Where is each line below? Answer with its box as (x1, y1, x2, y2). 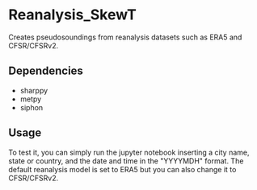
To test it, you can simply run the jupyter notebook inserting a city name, (8, 147, 250, 157)
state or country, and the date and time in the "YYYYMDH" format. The (8, 155, 244, 166)
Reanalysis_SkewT (8, 6, 137, 24)
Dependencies (8, 64, 83, 78)
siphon (19, 102, 44, 112)
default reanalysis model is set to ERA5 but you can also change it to (8, 164, 237, 174)
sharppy (19, 85, 48, 95)
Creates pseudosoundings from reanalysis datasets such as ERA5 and (8, 32, 242, 42)
